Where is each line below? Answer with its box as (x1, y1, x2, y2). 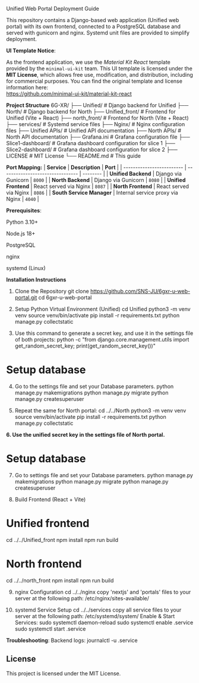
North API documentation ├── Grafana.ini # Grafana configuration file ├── (6, 133, 190, 140)
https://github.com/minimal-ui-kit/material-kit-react (6, 90, 132, 97)
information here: (6, 84, 49, 91)
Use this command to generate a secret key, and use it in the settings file (14, 330, 194, 337)
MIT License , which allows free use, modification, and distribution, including (6, 71, 193, 78)
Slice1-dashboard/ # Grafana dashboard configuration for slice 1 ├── (6, 140, 175, 146)
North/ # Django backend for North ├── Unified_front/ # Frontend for (6, 108, 176, 115)
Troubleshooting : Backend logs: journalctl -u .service (6, 637, 138, 644)
